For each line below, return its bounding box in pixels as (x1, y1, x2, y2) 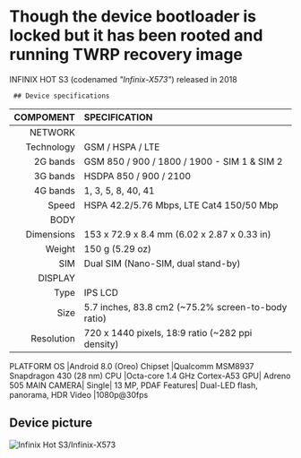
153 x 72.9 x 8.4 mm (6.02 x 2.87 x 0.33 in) (83, 228, 271, 240)
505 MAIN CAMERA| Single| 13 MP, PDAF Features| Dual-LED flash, (9, 379, 258, 391)
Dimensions (25, 228, 76, 240)
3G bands (34, 169, 76, 182)
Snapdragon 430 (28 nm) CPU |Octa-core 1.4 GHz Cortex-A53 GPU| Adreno (9, 370, 291, 381)
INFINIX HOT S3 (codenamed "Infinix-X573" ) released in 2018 (9, 73, 237, 84)
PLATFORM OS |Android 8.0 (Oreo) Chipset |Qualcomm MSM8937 (9, 360, 254, 371)
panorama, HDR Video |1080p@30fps (9, 389, 149, 400)
